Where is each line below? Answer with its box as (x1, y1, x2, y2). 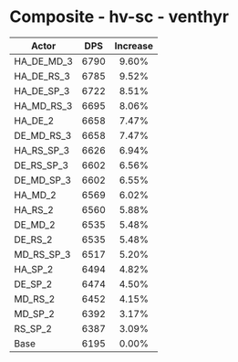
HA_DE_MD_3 (14, 55, 73, 68)
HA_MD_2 (14, 188, 57, 201)
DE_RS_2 (14, 233, 53, 246)
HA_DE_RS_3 (14, 69, 70, 82)
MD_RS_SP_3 (14, 248, 71, 261)
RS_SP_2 (14, 322, 53, 335)
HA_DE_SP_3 (14, 84, 70, 97)
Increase (114, 39, 153, 52)
